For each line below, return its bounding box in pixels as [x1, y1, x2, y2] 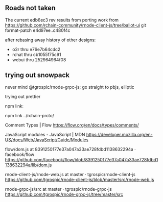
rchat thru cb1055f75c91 [12, 51, 61, 57]
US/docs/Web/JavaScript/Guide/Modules [5, 137, 89, 143]
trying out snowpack [5, 71, 70, 79]
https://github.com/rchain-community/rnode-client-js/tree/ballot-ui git [5, 22, 146, 28]
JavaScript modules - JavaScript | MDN [5, 131, 86, 137]
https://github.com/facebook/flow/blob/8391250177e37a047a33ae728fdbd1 [5, 156, 158, 162]
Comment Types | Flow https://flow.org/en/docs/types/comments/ [5, 122, 139, 128]
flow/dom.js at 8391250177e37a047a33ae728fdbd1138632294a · [5, 146, 136, 152]
